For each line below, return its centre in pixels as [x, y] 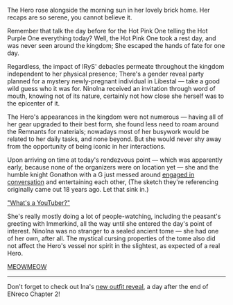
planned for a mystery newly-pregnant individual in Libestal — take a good [114, 81]
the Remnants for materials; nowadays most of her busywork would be [108, 132]
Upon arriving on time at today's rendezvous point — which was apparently [115, 160]
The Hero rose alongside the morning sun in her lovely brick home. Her [109, 10]
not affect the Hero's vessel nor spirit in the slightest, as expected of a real [114, 246]
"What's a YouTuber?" [39, 203]
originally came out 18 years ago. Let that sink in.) [78, 189]
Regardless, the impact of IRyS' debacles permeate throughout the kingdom [116, 66]
